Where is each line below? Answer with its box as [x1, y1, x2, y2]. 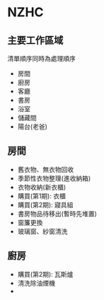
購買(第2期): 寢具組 [17, 200, 74, 209]
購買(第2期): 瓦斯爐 [17, 270, 74, 278]
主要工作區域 [7, 34, 64, 46]
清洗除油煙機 [17, 279, 55, 287]
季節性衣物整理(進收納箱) [17, 174, 91, 183]
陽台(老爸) [17, 122, 48, 131]
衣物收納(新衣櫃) [17, 183, 67, 191]
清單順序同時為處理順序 [7, 54, 76, 62]
